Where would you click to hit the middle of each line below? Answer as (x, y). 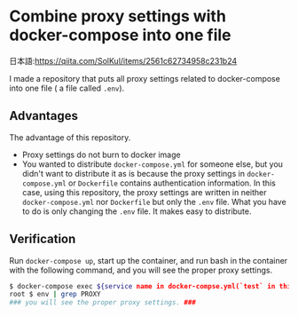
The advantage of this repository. (70, 137)
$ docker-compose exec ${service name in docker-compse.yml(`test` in (142, 286)
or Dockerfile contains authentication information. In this (172, 183)
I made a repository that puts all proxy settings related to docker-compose (145, 78)
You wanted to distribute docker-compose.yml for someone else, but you (153, 164)
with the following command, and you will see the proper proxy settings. (141, 270)
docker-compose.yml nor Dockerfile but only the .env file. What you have (154, 201)
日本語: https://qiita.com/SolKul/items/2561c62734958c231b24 (123, 60)
